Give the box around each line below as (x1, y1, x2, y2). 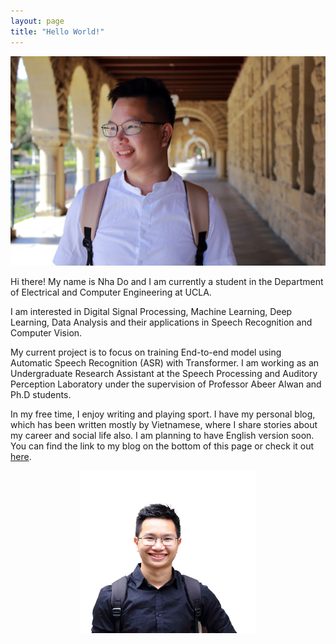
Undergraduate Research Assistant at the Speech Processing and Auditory (10, 368, 318, 380)
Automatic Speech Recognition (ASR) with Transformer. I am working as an (10, 357, 320, 369)
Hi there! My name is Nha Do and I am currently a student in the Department (10, 276, 324, 288)
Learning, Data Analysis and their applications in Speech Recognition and (10, 316, 313, 329)
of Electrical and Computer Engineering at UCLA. (10, 286, 212, 299)
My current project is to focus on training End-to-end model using (10, 346, 282, 359)
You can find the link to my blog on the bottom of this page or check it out (10, 440, 315, 452)
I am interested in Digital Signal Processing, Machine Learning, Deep (10, 306, 293, 318)
